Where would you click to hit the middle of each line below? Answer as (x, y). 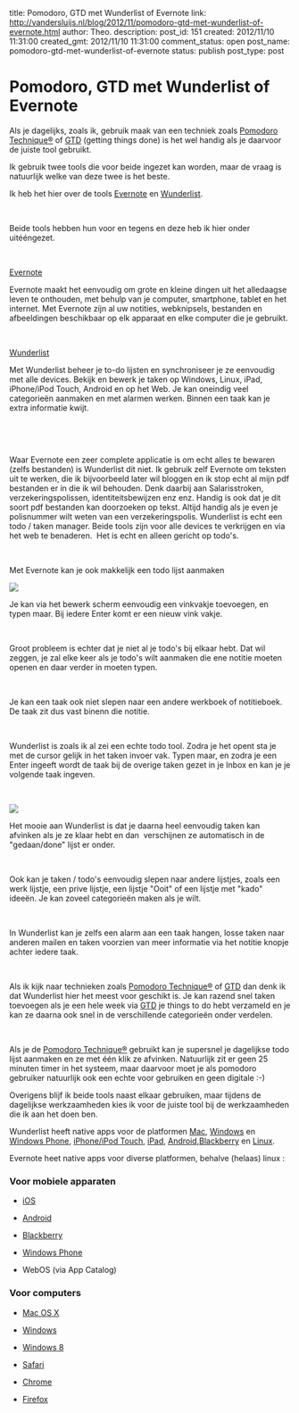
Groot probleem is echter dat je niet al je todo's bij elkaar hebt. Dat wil (137, 648)
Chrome (37, 1382)
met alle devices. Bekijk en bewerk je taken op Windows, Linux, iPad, (136, 379)
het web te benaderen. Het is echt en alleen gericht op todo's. (124, 536)
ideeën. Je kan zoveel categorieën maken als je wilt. (105, 898)
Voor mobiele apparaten (62, 1181)
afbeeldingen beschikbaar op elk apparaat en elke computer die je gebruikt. (149, 318)
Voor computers (46, 1293)
